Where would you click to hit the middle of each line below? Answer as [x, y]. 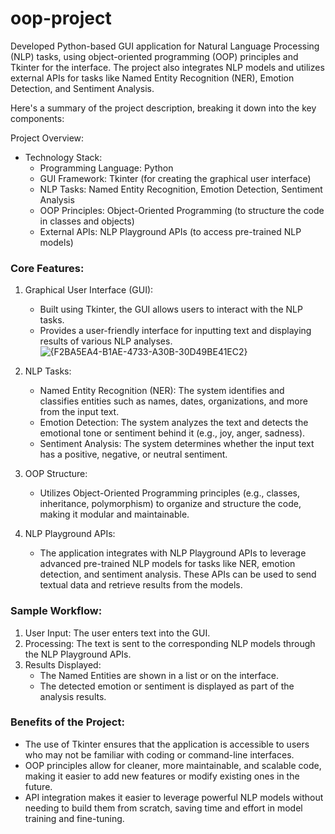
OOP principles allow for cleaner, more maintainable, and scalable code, [173, 765]
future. [38, 786]
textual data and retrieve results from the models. [141, 585]
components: [37, 118]
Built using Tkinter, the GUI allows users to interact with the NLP [171, 309]
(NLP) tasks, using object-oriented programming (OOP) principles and [154, 56]
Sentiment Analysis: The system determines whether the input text [177, 444]
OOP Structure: [56, 474]
